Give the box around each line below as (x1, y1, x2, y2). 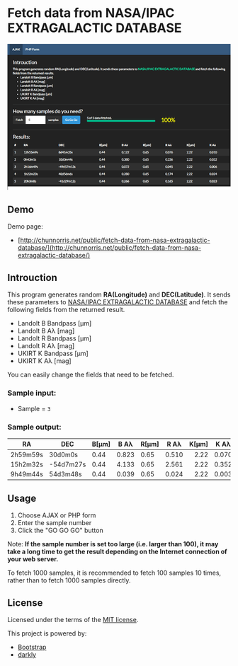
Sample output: (7, 422, 62, 432)
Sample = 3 (17, 404, 51, 413)
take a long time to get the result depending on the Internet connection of (7, 547, 228, 556)
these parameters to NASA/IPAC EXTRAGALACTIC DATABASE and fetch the (7, 298, 228, 306)
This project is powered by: (7, 629, 87, 638)
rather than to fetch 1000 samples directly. (7, 576, 131, 585)
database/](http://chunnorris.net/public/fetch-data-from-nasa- (17, 243, 202, 252)
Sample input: (7, 388, 57, 398)
